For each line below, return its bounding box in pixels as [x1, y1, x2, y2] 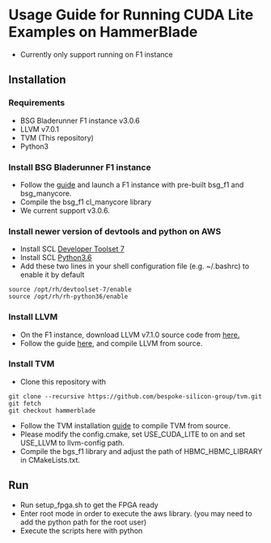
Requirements [8, 97, 66, 108]
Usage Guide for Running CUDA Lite [8, 6, 254, 24]
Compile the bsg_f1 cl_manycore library [19, 196, 152, 207]
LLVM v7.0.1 [19, 124, 59, 134]
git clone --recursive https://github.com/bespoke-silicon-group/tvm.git [8, 392, 263, 401]
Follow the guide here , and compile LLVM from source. [19, 338, 203, 348]
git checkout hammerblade [8, 406, 95, 415]
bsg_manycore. [19, 188, 72, 198]
